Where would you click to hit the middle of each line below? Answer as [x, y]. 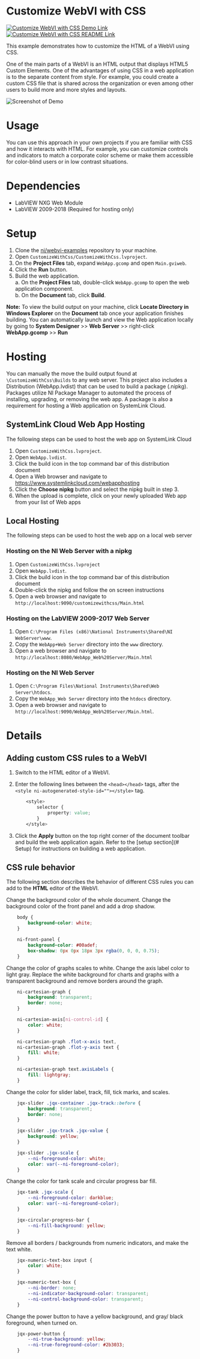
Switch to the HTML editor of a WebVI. [62, 773]
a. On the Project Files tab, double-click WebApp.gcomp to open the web [102, 282]
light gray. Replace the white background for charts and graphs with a [92, 974]
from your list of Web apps [48, 502]
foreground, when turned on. [42, 1323]
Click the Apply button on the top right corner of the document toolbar [102, 835]
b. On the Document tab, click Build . [60, 295]
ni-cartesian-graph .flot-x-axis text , [67, 1042]
